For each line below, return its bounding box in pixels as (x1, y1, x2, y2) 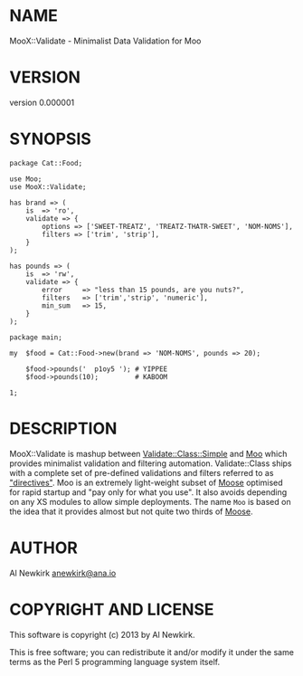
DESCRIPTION (9, 418, 118, 439)
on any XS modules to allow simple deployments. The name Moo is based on (9, 496, 291, 507)
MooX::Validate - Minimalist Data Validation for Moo (9, 35, 202, 46)
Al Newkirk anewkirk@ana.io (9, 567, 117, 578)
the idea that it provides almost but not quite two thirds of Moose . (9, 506, 253, 517)
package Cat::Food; (9, 158, 83, 167)
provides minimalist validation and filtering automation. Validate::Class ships (9, 458, 292, 469)
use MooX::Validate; (9, 182, 88, 191)
